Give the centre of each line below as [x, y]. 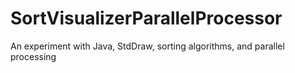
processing [33, 56]
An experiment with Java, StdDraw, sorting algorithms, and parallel [147, 46]
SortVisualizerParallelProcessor [146, 18]
